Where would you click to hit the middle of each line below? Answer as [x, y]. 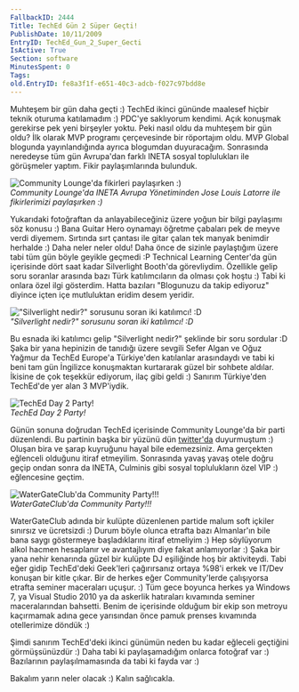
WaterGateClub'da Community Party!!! [81, 503]
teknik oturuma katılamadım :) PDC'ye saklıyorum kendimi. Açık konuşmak [145, 118]
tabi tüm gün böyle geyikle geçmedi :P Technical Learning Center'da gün [143, 257]
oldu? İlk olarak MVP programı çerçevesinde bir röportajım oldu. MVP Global [149, 137]
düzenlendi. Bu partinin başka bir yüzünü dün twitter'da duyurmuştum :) [142, 439]
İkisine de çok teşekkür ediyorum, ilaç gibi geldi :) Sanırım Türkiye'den [138, 376]
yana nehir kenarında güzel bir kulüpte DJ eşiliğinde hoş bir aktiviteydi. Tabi [149, 559]
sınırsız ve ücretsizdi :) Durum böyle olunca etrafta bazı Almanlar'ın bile [140, 530]
